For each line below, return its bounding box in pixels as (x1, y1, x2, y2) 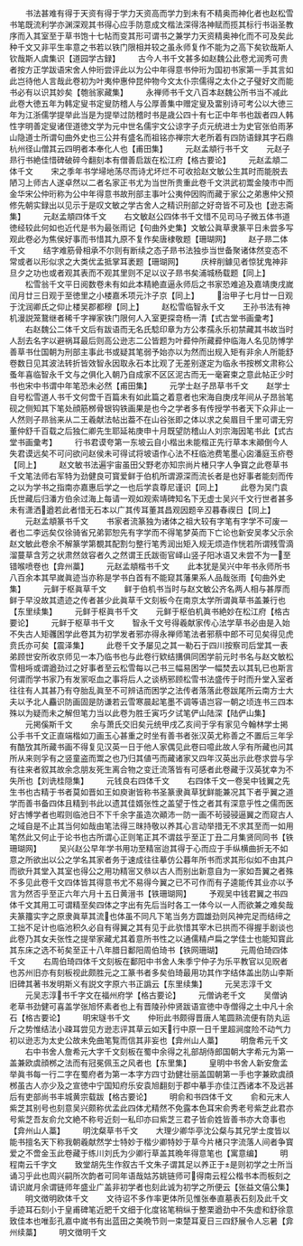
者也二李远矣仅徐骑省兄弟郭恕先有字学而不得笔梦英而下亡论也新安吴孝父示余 (9, 527, 294, 537)
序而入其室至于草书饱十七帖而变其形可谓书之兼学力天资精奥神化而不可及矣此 (9, 31, 294, 41)
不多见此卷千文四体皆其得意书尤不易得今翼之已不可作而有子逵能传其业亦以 (9, 877, 286, 888)
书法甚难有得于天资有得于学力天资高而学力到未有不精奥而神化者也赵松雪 (24, 8, 294, 18)
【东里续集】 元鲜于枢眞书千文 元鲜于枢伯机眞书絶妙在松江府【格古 (9, 606, 290, 617)
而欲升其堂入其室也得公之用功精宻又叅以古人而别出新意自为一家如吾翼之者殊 (9, 866, 294, 876)
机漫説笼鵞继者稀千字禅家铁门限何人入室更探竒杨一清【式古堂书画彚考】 (9, 312, 278, 323)
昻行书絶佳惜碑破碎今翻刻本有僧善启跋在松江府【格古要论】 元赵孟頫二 (9, 154, 289, 165)
